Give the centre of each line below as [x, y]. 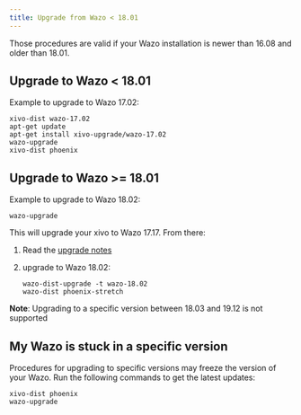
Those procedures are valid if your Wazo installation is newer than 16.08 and [150, 43]
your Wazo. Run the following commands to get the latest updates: [133, 377]
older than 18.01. [40, 53]
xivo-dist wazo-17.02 [50, 119]
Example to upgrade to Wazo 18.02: [75, 199]
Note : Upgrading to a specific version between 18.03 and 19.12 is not [136, 309]
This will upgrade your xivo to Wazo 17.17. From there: [108, 233]
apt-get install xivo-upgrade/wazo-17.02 [88, 135]
